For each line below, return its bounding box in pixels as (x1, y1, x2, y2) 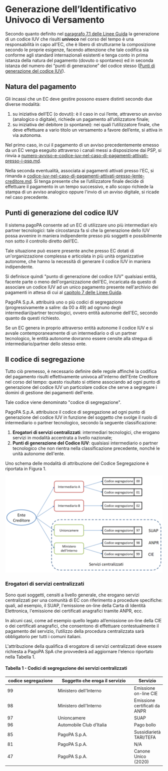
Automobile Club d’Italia (57, 722, 107, 728)
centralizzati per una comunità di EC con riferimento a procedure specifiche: (5, 597, 163, 603)
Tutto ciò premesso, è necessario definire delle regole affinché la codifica (5, 368, 157, 374)
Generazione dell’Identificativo (5, 4, 136, 15)
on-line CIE (134, 690, 158, 696)
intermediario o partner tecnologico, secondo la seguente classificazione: (5, 420, 157, 426)
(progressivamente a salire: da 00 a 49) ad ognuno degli (5, 304, 121, 310)
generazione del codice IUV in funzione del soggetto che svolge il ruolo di (5, 414, 157, 420)
